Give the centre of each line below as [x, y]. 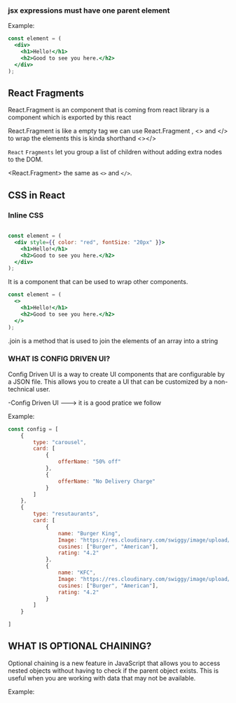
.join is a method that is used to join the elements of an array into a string [113, 341]
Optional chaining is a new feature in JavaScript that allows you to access [114, 663]
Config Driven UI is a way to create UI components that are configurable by [116, 374]
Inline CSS [26, 215]
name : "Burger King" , [89, 533]
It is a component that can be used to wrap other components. [98, 282]
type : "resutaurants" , [66, 514]
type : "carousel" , [60, 442]
